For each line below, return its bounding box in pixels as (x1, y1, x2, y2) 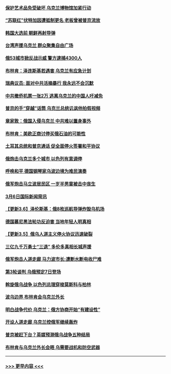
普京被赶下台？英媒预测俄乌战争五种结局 (5, 332, 90, 338)
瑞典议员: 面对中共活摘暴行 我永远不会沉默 (5, 80, 94, 86)
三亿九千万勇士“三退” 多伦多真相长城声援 (5, 243, 92, 250)
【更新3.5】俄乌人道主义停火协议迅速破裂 (5, 231, 93, 237)
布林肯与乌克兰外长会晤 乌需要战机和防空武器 (5, 344, 100, 350)
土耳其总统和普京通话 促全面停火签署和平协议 (5, 143, 100, 149)
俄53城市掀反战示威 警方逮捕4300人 (5, 55, 82, 61)
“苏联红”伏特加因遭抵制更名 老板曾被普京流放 (5, 17, 101, 23)
